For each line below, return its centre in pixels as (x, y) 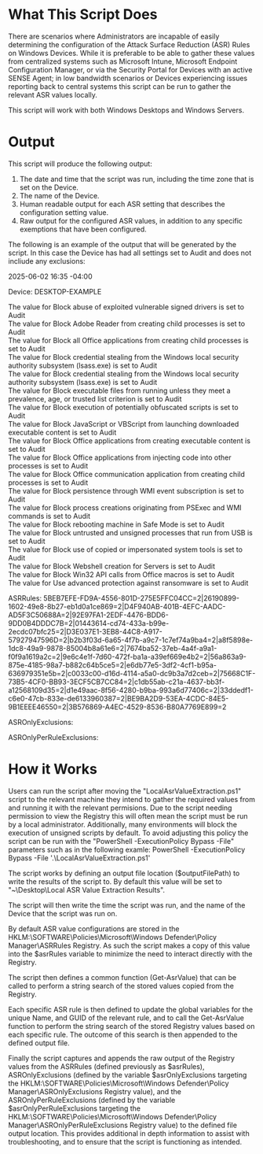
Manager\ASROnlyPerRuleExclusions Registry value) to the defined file (123, 1125)
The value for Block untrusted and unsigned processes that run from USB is (130, 532)
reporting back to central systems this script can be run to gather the (120, 86)
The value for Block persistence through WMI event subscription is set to (126, 490)
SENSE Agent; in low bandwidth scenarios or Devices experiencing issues (128, 78)
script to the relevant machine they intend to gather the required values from (131, 799)
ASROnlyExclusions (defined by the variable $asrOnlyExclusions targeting (128, 1074)
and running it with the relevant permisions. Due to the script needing (120, 808)
